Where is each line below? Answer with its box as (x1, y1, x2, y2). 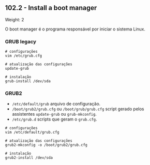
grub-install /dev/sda (5, 79, 51, 84)
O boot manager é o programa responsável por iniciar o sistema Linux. (5, 26, 146, 32)
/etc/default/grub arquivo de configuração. (12, 101, 101, 107)
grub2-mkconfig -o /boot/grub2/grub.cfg (5, 143, 88, 148)
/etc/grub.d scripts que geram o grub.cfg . (12, 116, 97, 122)
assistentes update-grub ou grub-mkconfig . (12, 111, 97, 117)
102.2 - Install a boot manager (5, 4, 97, 12)
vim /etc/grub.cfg (5, 53, 42, 59)
